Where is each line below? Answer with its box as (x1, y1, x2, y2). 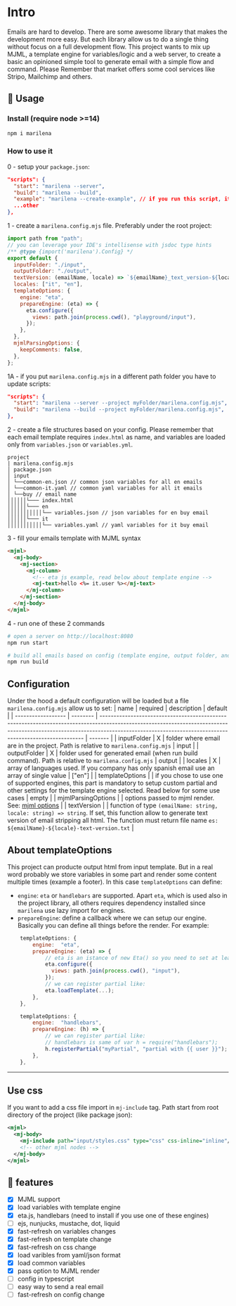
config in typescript (17, 1274, 74, 1283)
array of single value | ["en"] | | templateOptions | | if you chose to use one (7, 772, 223, 780)
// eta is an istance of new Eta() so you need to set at (44, 954, 218, 961)
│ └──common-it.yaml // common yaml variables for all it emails (7, 485, 202, 492)
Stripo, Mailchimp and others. (7, 72, 93, 81)
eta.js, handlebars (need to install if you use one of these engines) (17, 1211, 209, 1219)
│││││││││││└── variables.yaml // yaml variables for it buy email (7, 522, 209, 529)
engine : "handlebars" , (32, 1019, 102, 1027)
